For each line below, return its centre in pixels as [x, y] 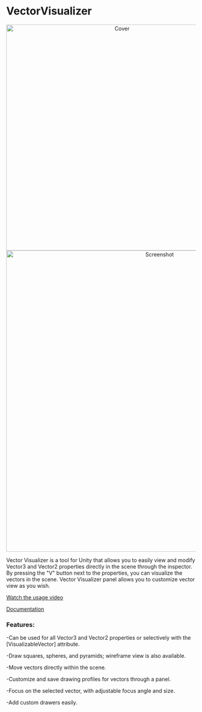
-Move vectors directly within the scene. [56, 667]
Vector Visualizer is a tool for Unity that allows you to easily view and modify [101, 560]
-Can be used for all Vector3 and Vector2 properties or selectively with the [99, 638]
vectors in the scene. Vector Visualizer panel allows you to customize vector [101, 579]
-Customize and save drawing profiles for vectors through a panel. [89, 679]
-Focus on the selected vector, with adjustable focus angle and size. [91, 691]
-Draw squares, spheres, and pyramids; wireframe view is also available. [96, 656]
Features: [20, 625]
